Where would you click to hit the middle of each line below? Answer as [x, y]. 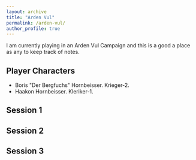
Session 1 [24, 111]
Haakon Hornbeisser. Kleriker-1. [54, 92]
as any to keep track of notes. [43, 52]
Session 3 [25, 151]
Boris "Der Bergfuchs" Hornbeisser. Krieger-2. [72, 85]
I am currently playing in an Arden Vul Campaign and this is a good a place [98, 46]
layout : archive [26, 12]
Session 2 [25, 130]
